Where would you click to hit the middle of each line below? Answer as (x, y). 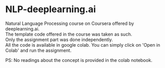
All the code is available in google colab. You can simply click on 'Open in (83, 45)
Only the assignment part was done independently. (59, 40)
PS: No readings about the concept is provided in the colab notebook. (79, 60)
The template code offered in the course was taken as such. (69, 34)
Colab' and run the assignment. (38, 50)
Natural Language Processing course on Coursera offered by (70, 23)
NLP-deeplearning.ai (51, 9)
